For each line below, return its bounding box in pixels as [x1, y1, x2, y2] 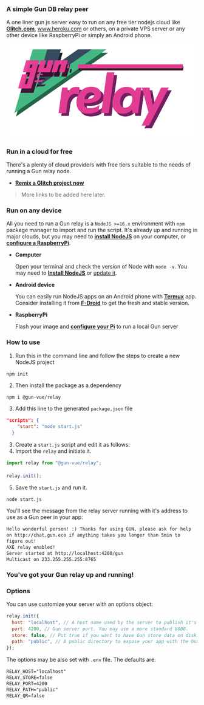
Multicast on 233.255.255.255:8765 [6, 556, 97, 562]
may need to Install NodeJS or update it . [15, 269, 117, 277]
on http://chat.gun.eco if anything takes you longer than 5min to [6, 532, 181, 538]
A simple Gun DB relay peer [6, 5, 89, 13]
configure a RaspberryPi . [6, 239, 71, 247]
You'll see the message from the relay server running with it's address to [6, 507, 188, 514]
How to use [6, 338, 41, 346]
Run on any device [6, 206, 62, 215]
